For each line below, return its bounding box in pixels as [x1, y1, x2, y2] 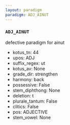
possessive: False [12, 82, 50, 88]
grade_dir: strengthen [12, 71, 58, 77]
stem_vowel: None [12, 114, 51, 120]
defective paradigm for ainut [5, 39, 65, 45]
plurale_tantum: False [12, 98, 57, 104]
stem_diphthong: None [12, 87, 60, 93]
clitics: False [12, 103, 39, 110]
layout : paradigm [5, 7, 42, 13]
